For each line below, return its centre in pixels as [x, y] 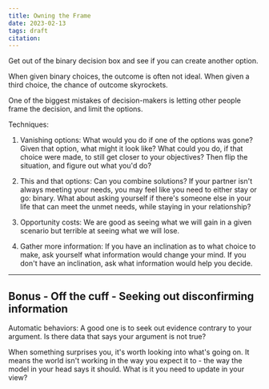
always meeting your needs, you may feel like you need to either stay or [139, 190]
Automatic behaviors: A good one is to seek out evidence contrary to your [130, 328]
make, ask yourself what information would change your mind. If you [133, 255]
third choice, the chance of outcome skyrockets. [88, 85]
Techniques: [29, 124]
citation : [25, 38]
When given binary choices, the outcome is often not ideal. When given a [129, 76]
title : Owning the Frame [50, 16]
